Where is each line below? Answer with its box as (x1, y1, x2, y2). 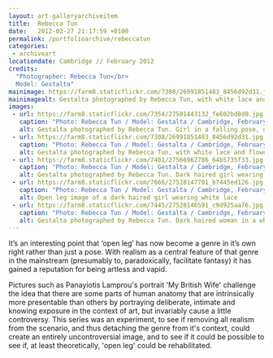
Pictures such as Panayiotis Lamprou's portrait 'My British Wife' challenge (8, 280, 256, 290)
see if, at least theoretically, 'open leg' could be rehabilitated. (8, 341, 213, 351)
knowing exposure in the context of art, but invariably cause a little (8, 306, 232, 316)
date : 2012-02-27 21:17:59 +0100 (8, 27, 129, 35)
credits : (8, 65, 38, 73)
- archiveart (11, 50, 57, 58)
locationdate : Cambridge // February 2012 (8, 58, 154, 66)
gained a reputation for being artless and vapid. (8, 264, 168, 274)
